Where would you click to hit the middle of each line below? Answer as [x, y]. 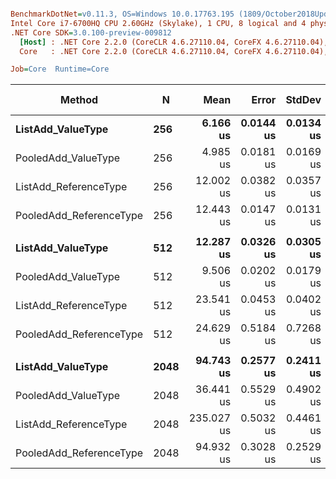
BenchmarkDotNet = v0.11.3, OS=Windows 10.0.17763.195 [122, 14]
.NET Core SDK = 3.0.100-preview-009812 [91, 32]
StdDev [303, 100]
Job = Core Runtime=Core [60, 69]
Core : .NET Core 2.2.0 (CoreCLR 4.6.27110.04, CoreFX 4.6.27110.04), [174, 51]
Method [79, 100]
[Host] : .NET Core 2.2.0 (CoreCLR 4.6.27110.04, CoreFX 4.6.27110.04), [174, 42]
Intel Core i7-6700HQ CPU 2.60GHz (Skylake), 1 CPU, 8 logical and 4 [158, 23]
